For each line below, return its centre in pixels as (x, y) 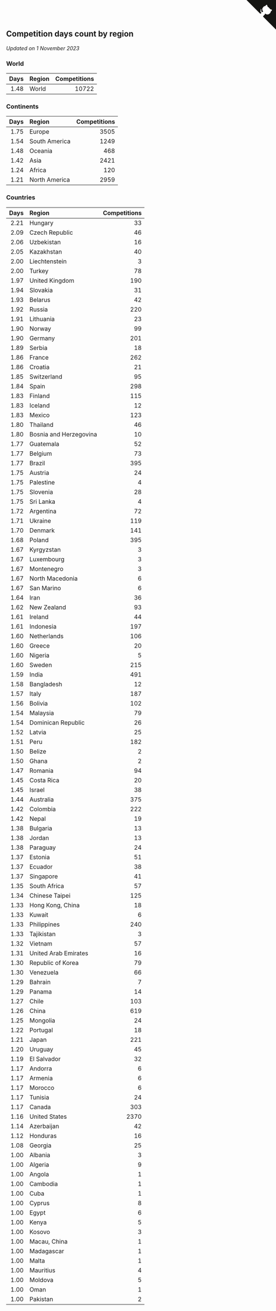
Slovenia (41, 492)
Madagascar (47, 1251)
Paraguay (42, 847)
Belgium (41, 454)
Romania (42, 771)
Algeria (39, 1164)
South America (50, 141)
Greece (40, 646)
